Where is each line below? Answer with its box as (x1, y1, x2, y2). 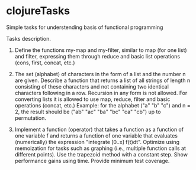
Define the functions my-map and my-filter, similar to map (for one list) (14, 46, 188, 54)
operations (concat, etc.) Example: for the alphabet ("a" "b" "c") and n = (14, 102, 191, 109)
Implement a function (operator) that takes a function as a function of (14, 126, 184, 133)
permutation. (14, 114, 46, 122)
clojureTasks (6, 4, 70, 18)
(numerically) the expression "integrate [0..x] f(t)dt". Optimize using (14, 138, 179, 145)
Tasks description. (6, 35, 52, 42)
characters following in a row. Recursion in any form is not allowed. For (14, 89, 188, 96)
